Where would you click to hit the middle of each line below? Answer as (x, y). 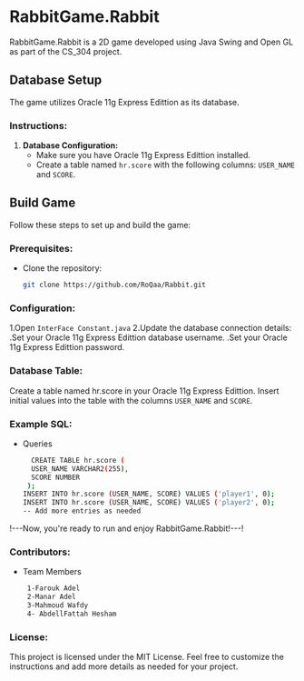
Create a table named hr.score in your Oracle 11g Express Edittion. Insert (144, 391)
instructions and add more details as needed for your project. (124, 666)
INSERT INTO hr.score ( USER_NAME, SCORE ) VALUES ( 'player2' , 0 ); (148, 503)
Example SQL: (41, 424)
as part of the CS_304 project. (66, 51)
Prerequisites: (41, 248)
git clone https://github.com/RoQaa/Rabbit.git (114, 285)
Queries (37, 444)
